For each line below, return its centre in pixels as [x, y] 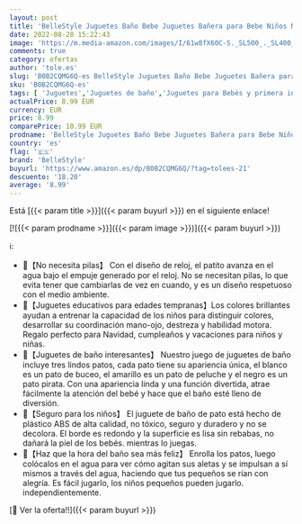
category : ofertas [44, 59]
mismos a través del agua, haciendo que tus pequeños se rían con [145, 474]
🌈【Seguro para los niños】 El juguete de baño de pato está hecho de [151, 414]
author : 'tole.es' [44, 68]
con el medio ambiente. [66, 294]
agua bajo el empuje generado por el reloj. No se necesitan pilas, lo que [155, 276]
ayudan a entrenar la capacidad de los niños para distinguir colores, [148, 315]
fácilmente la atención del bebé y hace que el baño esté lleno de [142, 393]
